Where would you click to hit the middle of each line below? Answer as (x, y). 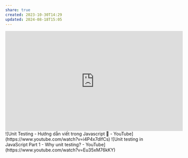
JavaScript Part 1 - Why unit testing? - (45, 145)
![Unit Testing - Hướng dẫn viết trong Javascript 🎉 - (59, 134)
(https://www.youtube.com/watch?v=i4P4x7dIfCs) (58, 139)
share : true (18, 10)
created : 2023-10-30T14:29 (34, 15)
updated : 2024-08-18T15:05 (34, 19)
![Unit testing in (127, 139)
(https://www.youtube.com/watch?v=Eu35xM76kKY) (60, 150)
